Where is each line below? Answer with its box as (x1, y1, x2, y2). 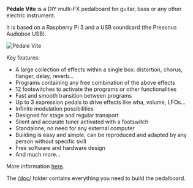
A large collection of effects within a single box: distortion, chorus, (15, 66, 183, 73)
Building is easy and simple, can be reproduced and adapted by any (15, 131, 187, 138)
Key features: (6, 54, 40, 61)
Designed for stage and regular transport (15, 112, 119, 119)
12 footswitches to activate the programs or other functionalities (15, 85, 177, 93)
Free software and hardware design (15, 144, 105, 151)
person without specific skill (15, 138, 86, 145)
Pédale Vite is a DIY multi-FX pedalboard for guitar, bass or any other (6, 6, 182, 12)
